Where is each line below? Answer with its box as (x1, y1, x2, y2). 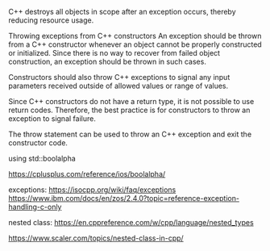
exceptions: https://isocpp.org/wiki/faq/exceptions (8, 185, 177, 195)
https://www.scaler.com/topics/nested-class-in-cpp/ (8, 233, 184, 243)
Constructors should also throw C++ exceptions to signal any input (8, 73, 231, 82)
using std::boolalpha (8, 153, 77, 163)
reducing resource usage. (8, 15, 94, 25)
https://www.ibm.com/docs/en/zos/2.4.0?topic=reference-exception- (8, 194, 240, 203)
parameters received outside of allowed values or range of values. (8, 81, 229, 90)
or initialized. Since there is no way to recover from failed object (8, 48, 220, 57)
